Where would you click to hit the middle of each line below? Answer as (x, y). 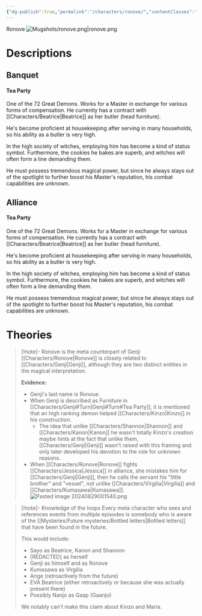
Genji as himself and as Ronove (69, 563)
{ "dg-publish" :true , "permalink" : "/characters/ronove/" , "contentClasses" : (101, 12)
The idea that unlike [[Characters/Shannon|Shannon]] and (111, 426)
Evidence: (34, 382)
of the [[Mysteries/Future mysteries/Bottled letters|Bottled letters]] (103, 520)
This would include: (45, 538)
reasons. (50, 458)
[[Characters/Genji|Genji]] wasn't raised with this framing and (115, 445)
